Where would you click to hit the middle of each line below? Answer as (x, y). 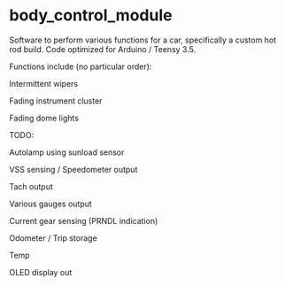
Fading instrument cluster (56, 100)
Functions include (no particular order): (81, 66)
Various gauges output (51, 204)
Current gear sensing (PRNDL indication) (84, 220)
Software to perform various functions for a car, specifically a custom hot (143, 40)
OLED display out (41, 272)
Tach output (31, 186)
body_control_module (91, 15)
